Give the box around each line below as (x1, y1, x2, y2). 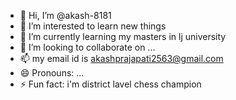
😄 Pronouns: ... (19, 67, 85, 79)
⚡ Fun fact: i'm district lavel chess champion (19, 78, 202, 90)
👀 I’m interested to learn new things (19, 20, 167, 32)
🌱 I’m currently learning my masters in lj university (19, 31, 227, 42)
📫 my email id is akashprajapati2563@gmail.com (19, 53, 224, 64)
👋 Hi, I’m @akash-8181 (19, 10, 112, 21)
